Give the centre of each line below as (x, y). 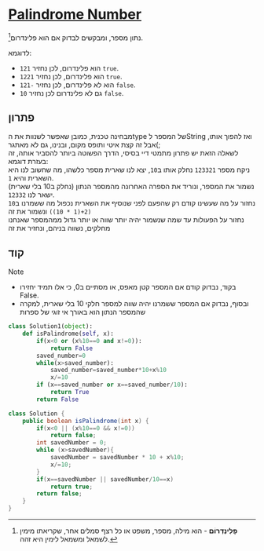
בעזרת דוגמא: (28, 162)
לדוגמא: (20, 53)
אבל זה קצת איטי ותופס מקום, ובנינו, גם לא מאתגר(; (84, 145)
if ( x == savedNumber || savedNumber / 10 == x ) (105, 479)
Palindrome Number (75, 15)
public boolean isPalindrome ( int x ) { (86, 421)
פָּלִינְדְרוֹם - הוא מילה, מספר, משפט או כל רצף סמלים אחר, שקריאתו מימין (128, 531)
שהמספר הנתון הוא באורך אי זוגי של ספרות (82, 312)
